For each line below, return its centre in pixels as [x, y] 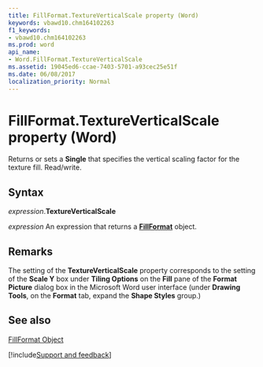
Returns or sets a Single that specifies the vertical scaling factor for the [124, 159]
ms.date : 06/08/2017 [42, 74]
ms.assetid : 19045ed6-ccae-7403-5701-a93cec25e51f [93, 67]
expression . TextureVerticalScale [62, 212]
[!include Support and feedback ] [60, 354]
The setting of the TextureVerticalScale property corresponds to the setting [132, 271]
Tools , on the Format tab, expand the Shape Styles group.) [105, 296]
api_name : [24, 52]
